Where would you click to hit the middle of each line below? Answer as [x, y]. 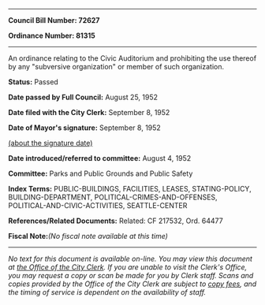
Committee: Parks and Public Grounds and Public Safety [101, 173]
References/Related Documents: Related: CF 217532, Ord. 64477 [116, 221]
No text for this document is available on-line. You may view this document [130, 259]
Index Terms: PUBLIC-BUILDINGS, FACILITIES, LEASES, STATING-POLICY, [130, 189]
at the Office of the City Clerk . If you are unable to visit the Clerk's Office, [128, 267]
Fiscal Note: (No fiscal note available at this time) [88, 236]
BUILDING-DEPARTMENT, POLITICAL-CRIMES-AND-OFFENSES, [113, 197]
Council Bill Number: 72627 [54, 20]
